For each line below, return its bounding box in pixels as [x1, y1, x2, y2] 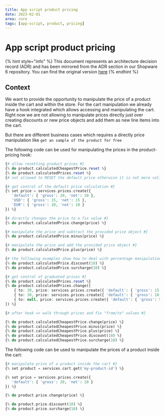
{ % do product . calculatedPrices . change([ [5, 284, 91, 288]
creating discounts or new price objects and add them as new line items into [5, 117, 160, 123]
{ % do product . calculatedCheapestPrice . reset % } [5, 166, 107, 171]
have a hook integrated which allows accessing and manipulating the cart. [5, 107, 155, 112]
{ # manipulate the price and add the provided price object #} [5, 243, 137, 248]
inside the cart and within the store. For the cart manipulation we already [5, 101, 152, 107]
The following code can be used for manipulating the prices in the [5, 147, 138, 153]
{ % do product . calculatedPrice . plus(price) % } [5, 247, 102, 253]
